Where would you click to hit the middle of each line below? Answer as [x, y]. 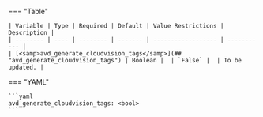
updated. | [26, 67]
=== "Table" [28, 11]
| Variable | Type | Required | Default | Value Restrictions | [116, 26]
